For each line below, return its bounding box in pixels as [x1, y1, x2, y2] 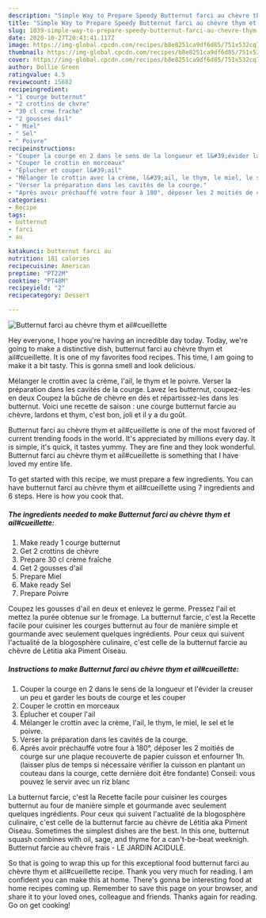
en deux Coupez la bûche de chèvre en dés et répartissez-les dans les [8, 394, 239, 402]
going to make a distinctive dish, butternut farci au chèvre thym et [8, 344, 223, 353]
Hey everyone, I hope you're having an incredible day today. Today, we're [8, 336, 248, 345]
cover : [8, 56, 30, 64]
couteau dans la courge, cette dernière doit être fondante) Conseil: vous [19, 768, 256, 778]
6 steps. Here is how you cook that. [8, 491, 124, 501]
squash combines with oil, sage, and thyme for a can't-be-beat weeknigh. [8, 834, 249, 843]
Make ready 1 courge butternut [19, 537, 121, 547]
